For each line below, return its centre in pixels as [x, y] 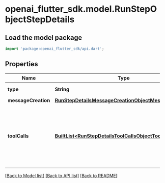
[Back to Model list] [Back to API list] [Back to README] [61, 176]
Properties [22, 64]
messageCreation [29, 100]
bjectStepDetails [40, 19]
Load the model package [44, 38]
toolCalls [18, 136]
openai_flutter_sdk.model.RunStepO [81, 9]
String [62, 89]
